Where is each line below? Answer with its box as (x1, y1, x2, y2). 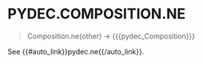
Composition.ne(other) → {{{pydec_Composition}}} (26, 31, 196, 41)
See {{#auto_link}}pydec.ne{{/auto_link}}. (7, 46, 145, 56)
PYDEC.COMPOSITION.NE (7, 5, 186, 23)
